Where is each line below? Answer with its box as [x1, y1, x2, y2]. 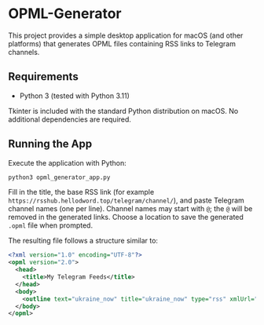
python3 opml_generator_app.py [8, 173, 111, 181]
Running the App [8, 137, 93, 151]
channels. [8, 47, 40, 57]
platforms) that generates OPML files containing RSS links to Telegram [8, 38, 236, 48]
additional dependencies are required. [8, 115, 132, 124]
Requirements [8, 70, 79, 83]
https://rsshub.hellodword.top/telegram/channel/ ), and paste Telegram [8, 195, 245, 205]
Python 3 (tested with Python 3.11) [19, 91, 130, 100]
